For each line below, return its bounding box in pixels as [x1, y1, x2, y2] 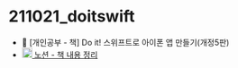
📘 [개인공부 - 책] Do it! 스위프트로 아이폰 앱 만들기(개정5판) [21, 37, 230, 47]
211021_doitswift [8, 6, 136, 27]
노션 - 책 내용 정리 [33, 49, 98, 60]
